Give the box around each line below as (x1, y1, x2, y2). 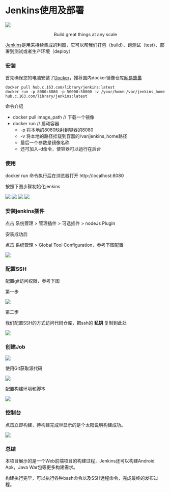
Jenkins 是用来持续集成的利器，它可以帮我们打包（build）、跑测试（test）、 (5, 42, 160, 48)
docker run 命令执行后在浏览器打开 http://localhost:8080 (5, 172, 124, 179)
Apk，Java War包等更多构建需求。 (5, 464, 78, 471)
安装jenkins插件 (5, 208, 45, 215)
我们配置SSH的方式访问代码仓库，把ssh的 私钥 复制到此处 (5, 320, 127, 326)
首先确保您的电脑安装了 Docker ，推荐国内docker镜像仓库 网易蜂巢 (5, 75, 143, 81)
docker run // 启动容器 (12, 121, 60, 127)
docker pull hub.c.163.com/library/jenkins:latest (5, 85, 115, 90)
